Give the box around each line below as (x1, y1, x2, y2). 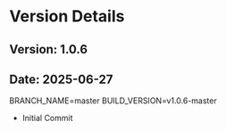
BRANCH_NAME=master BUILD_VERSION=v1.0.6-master (9, 95, 217, 106)
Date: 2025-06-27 (9, 71, 113, 86)
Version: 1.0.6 (9, 42, 88, 57)
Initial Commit (21, 113, 73, 124)
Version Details (9, 6, 125, 27)
